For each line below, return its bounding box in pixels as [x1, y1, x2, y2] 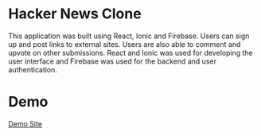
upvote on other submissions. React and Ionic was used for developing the [8, 48, 253, 57]
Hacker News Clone [8, 5, 142, 23]
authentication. [8, 64, 58, 74]
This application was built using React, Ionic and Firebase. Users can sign [8, 31, 250, 41]
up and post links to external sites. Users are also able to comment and [8, 39, 241, 49]
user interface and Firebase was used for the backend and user [8, 56, 217, 66]
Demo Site [8, 119, 42, 128]
